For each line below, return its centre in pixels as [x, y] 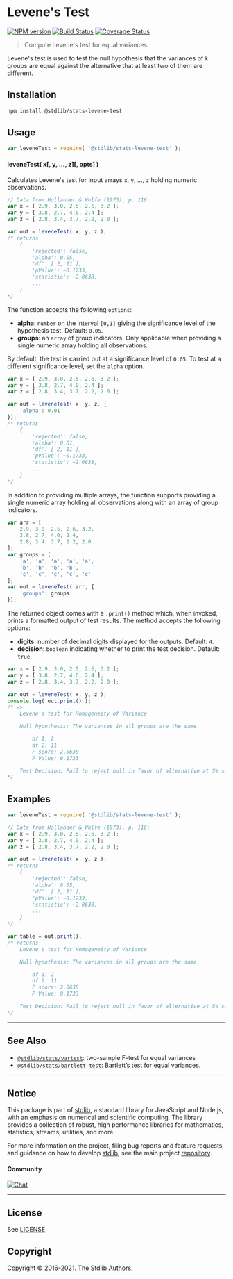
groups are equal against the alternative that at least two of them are [105, 65]
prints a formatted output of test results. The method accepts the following [114, 621]
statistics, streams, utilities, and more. [61, 1132]
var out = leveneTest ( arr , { [51, 587]
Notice [22, 1094]
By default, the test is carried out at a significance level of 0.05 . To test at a [114, 358]
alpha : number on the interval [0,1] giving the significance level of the [116, 323]
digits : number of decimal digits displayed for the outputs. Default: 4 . [115, 642]
